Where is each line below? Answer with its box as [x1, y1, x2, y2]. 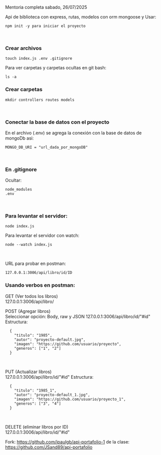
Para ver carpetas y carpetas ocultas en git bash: [5, 65, 106, 71]
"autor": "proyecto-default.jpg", [14, 337, 86, 342]
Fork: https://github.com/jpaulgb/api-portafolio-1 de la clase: [5, 439, 130, 445]
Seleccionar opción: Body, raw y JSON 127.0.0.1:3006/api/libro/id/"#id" [5, 313, 151, 319]
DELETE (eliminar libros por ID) [5, 424, 69, 430]
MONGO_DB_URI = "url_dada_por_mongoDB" [5, 145, 88, 150]
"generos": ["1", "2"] [14, 346, 61, 351]
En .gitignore [5, 166, 37, 173]
